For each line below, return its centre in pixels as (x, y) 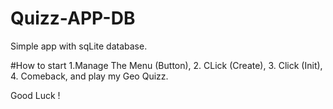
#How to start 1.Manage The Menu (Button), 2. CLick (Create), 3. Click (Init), (166, 65)
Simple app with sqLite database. (79, 46)
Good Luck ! (35, 95)
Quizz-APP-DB (73, 18)
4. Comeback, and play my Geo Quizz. (89, 76)
